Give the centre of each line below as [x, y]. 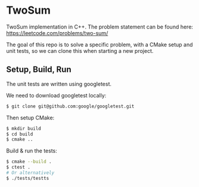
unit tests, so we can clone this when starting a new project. [80, 50]
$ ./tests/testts [28, 178]
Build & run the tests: [32, 151]
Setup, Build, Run [39, 70]
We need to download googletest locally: [56, 95]
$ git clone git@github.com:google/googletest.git [70, 106]
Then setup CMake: [30, 118]
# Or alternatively [30, 173]
